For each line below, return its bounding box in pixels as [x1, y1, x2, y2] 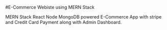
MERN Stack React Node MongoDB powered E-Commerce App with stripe [5, 14, 162, 19]
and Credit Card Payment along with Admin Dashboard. [5, 19, 122, 25]
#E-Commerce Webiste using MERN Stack [5, 4, 94, 10]
